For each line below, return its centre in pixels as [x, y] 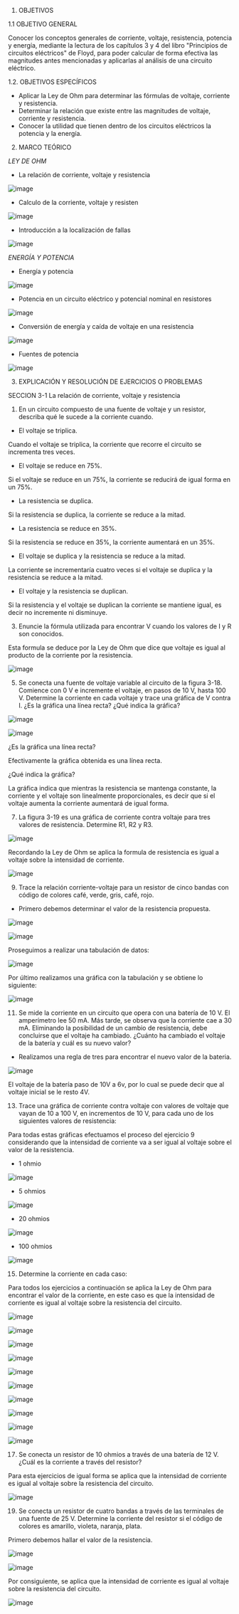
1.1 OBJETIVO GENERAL [43, 24]
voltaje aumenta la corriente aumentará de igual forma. [89, 803]
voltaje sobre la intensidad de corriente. [66, 860]
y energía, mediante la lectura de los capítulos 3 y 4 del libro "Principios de [118, 45]
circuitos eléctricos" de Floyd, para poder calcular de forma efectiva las [113, 53]
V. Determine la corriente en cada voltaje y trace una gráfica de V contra [124, 698]
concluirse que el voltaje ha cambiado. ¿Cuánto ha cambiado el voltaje [122, 1035]
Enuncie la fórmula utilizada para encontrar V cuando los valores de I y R [125, 626]
